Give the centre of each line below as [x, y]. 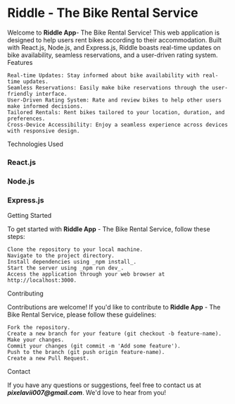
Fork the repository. [39, 328]
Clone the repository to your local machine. [75, 250]
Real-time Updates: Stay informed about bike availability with [103, 75]
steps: [16, 237]
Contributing [25, 293]
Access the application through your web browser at [86, 274]
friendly [20, 94]
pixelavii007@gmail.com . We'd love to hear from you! [87, 393]
